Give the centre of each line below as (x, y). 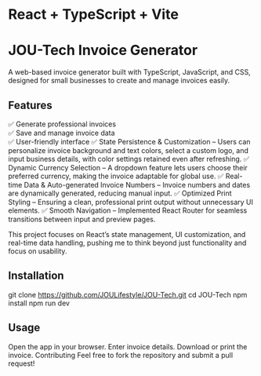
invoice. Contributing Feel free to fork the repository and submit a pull (121, 355)
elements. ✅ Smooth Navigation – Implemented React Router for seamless (128, 210)
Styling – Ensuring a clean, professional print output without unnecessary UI (130, 202)
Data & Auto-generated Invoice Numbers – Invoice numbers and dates (137, 184)
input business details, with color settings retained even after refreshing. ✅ (129, 159)
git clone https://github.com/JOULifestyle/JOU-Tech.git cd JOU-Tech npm (128, 294)
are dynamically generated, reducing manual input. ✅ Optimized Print (120, 193)
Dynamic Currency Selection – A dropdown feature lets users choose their (128, 167)
